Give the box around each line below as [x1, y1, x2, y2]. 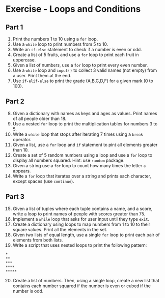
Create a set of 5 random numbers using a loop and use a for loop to [12, 152, 153, 158]
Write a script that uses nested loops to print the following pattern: [12, 242, 147, 248]
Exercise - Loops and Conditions [5, 3, 141, 15]
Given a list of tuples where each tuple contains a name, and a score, [12, 206, 153, 211]
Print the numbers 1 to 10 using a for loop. [12, 36, 98, 42]
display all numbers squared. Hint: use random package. [12, 157, 125, 163]
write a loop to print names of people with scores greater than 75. [12, 210, 145, 217]
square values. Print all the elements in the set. [12, 226, 108, 232]
